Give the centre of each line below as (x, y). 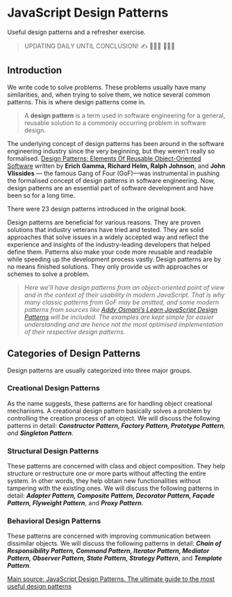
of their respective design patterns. (75, 332)
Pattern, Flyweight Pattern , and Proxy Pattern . (75, 503)
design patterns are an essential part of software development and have (110, 188)
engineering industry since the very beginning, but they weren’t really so (111, 151)
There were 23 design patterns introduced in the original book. (97, 208)
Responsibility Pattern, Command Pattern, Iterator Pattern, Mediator (108, 551)
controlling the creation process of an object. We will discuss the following (114, 418)
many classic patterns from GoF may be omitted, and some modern (122, 302)
